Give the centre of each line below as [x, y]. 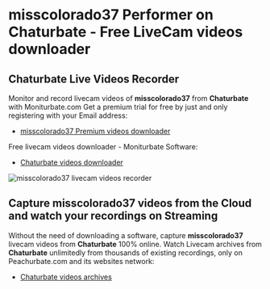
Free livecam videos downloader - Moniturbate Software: [103, 147]
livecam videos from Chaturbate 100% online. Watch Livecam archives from [135, 244]
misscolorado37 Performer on [111, 15]
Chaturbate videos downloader [71, 162]
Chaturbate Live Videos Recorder [94, 79]
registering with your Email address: [68, 115]
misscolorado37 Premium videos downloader [95, 131]
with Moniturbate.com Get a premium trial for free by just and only [118, 107]
